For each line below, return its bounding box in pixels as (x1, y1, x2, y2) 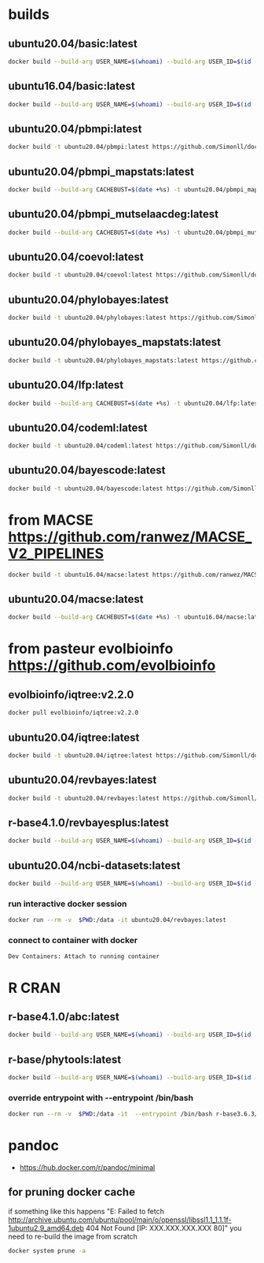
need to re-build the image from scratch (8, 1231, 137, 1241)
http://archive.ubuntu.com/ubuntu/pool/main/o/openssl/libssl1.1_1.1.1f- (8, 1215, 232, 1224)
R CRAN (8, 979, 61, 997)
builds (8, 6, 49, 24)
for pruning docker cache (8, 1186, 136, 1199)
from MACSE (8, 511, 94, 529)
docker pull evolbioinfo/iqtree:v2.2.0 (8, 709, 139, 717)
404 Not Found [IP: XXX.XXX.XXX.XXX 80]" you (86, 1223, 242, 1232)
